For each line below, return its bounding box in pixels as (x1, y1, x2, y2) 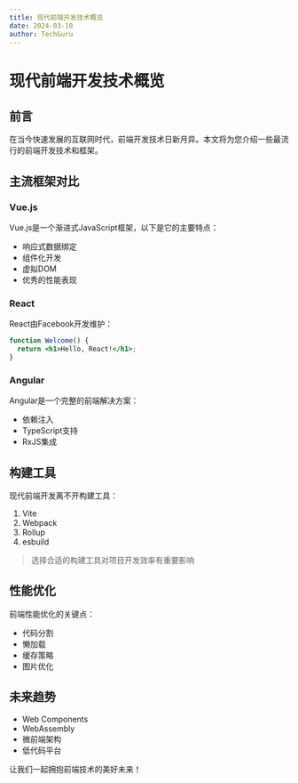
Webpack (21, 518, 58, 529)
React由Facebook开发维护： (9, 319, 114, 329)
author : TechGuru (9, 29, 74, 38)
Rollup (21, 527, 46, 538)
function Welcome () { (9, 336, 90, 345)
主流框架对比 (9, 174, 80, 189)
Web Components (21, 714, 89, 724)
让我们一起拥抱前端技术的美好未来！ (9, 763, 142, 774)
